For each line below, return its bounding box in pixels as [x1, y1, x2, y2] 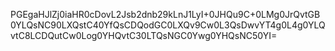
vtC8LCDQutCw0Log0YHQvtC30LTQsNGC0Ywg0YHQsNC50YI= [10, 30, 278, 41]
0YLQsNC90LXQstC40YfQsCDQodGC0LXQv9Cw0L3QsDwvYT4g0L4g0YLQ [10, 19, 326, 31]
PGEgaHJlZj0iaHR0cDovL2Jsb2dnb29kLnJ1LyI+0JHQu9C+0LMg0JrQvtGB [10, 9, 321, 20]
